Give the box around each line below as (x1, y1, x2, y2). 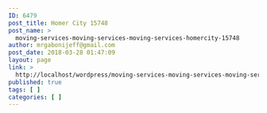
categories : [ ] (8, 93, 62, 101)
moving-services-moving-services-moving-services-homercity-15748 (15, 33, 240, 42)
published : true (8, 78, 62, 86)
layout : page (8, 56, 52, 64)
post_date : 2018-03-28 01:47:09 (8, 49, 115, 56)
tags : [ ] (8, 85, 41, 94)
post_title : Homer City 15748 (8, 19, 109, 27)
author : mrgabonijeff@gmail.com (8, 41, 115, 49)
